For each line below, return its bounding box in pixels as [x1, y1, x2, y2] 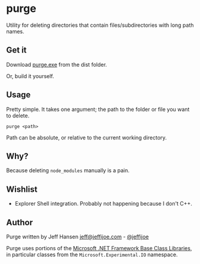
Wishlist [6, 184, 38, 194]
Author [6, 217, 33, 228]
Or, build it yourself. [6, 72, 55, 79]
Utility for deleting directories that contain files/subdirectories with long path [6, 21, 194, 29]
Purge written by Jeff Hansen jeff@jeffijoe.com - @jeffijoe [6, 233, 149, 240]
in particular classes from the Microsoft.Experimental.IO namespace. [6, 251, 178, 258]
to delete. [6, 112, 30, 119]
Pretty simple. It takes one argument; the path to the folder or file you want [6, 105, 190, 113]
